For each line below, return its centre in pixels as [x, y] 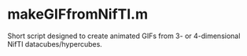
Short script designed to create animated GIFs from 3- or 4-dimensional [124, 36]
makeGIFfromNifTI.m [78, 14]
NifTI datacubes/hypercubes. [55, 44]
